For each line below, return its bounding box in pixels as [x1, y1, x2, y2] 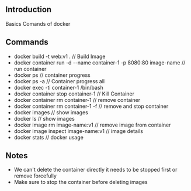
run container [13, 65, 47, 72]
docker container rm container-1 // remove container [13, 96, 141, 103]
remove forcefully [13, 172, 57, 179]
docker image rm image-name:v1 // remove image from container [13, 121, 171, 128]
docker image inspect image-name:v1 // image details [13, 127, 144, 134]
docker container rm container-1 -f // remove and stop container [13, 103, 169, 110]
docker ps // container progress [13, 71, 91, 79]
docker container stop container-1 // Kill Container [13, 90, 135, 97]
